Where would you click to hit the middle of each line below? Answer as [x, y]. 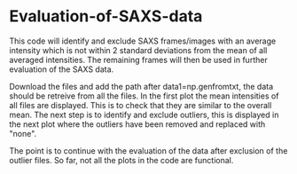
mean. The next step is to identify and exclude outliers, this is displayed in [144, 115]
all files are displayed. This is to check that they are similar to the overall [141, 105]
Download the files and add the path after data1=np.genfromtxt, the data [141, 86]
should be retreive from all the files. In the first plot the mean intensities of [144, 96]
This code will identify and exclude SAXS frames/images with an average [143, 41]
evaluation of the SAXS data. [62, 69]
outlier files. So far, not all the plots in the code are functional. [121, 160]
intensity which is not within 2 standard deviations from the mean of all [138, 50]
